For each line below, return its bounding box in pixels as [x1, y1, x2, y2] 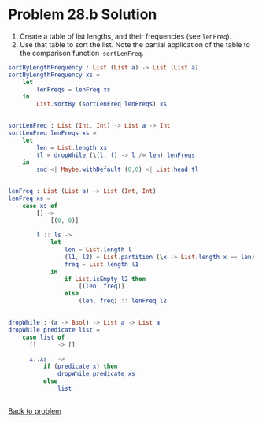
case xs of [22, 202, 58, 210]
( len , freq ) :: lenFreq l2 [78, 297, 168, 305]
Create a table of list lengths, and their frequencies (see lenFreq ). [19, 32, 232, 41]
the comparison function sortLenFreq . [19, 48, 144, 58]
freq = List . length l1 [64, 260, 139, 269]
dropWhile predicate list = [8, 325, 101, 334]
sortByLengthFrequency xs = [8, 71, 101, 79]
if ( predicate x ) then [42, 362, 118, 371]
